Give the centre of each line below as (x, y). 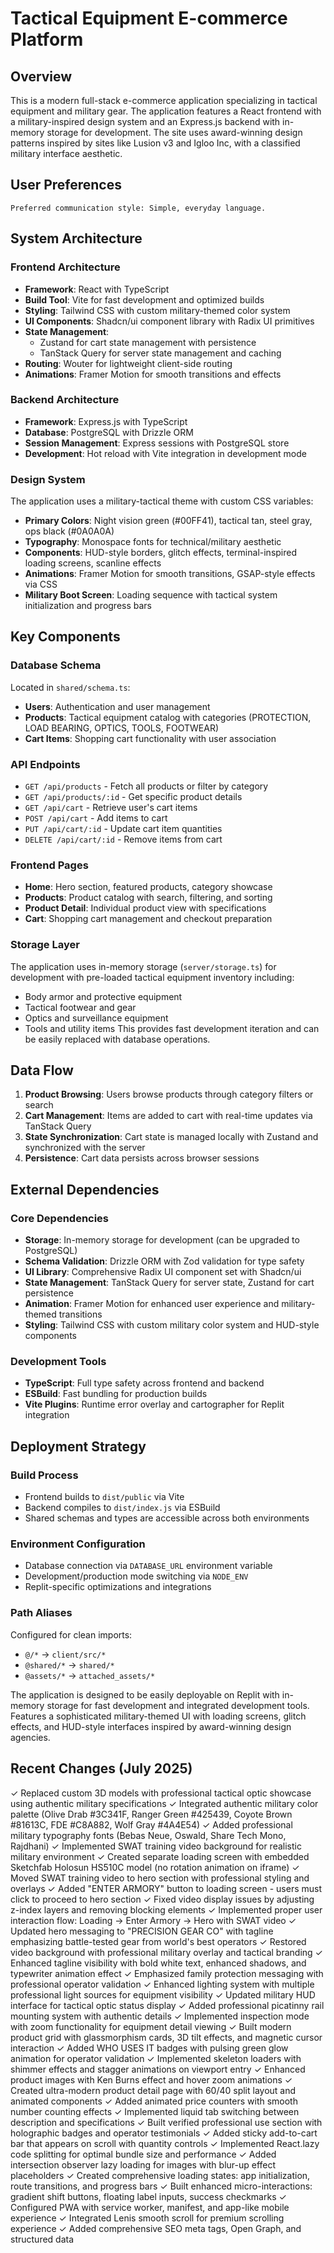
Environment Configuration (78, 1544)
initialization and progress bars (88, 606)
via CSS (41, 584)
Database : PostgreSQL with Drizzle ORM (109, 432)
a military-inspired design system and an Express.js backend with (145, 121)
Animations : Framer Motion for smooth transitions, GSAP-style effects (170, 574)
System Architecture (76, 238)
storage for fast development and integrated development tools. (178, 1705)
